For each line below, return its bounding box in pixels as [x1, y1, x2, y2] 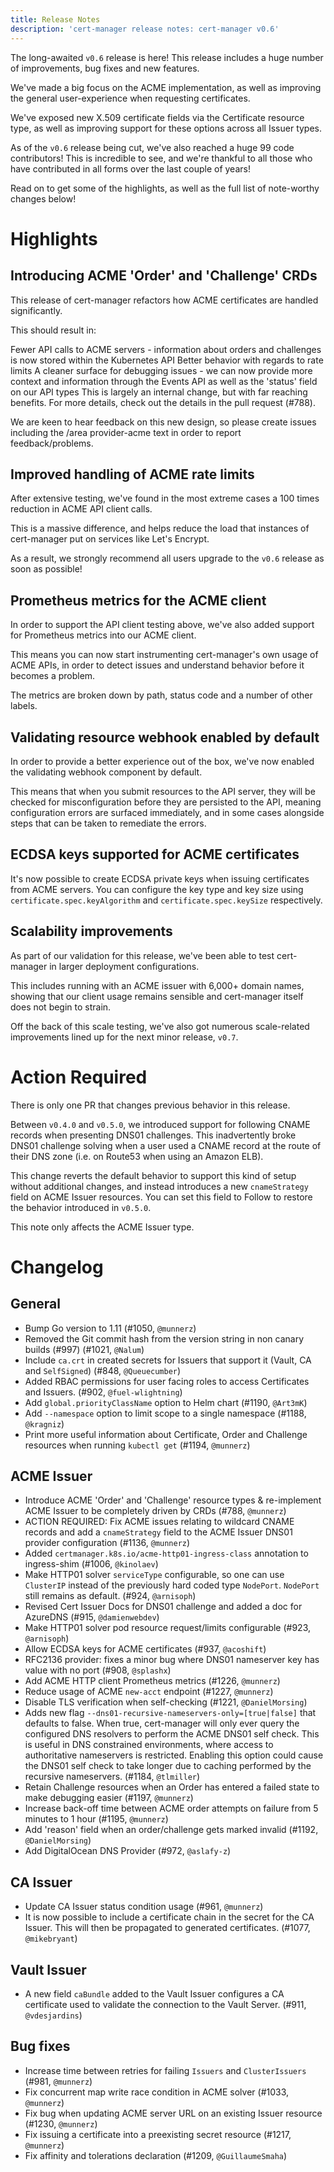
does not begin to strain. [10, 1001, 112, 1013]
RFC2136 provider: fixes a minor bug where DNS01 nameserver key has [24, 1654, 320, 1666]
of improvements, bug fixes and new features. [10, 62, 200, 74]
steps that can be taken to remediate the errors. [10, 817, 207, 829]
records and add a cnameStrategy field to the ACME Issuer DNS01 [24, 1526, 293, 1538]
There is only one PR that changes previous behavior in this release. [10, 1099, 291, 1111]
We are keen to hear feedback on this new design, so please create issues [10, 416, 317, 428]
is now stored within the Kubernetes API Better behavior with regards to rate [10, 354, 324, 366]
